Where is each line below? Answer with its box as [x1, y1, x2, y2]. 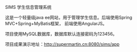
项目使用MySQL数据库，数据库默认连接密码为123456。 [5, 31, 117, 36]
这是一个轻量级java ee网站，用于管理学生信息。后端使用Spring [5, 15, 133, 20]
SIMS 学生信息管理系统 [5, 4, 52, 10]
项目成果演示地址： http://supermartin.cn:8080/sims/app [5, 41, 120, 47]
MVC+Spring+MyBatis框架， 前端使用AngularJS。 [5, 21, 107, 26]
